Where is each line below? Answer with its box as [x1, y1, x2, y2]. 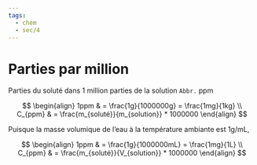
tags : [8, 11, 26, 20]
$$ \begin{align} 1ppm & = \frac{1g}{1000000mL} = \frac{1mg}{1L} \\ [20, 140, 244, 149]
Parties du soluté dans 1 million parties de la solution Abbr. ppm [8, 86, 214, 95]
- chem [15, 19, 37, 27]
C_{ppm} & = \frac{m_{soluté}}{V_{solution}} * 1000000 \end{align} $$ [17, 148, 247, 158]
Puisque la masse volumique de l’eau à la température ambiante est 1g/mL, [8, 125, 250, 134]
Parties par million [8, 60, 130, 78]
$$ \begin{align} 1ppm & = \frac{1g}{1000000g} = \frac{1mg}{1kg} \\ [22, 101, 242, 111]
